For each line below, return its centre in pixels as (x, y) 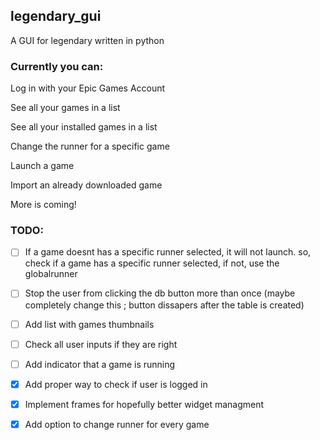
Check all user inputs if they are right (101, 344)
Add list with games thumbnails (89, 324)
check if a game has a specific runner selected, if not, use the (152, 263)
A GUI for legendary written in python (87, 40)
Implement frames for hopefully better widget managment (144, 404)
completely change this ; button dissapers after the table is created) (164, 305)
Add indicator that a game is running (100, 364)
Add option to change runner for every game (117, 424)
